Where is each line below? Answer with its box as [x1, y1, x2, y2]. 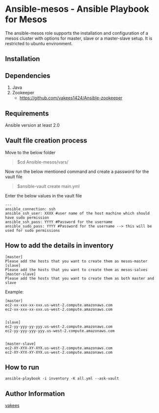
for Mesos [5, 14, 47, 25]
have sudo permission [5, 215, 49, 220]
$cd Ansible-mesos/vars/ [17, 159, 68, 165]
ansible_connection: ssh [5, 206, 56, 212]
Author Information [5, 389, 65, 398]
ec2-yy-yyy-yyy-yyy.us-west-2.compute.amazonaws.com [5, 328, 115, 333]
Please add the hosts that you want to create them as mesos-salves [5, 267, 148, 272]
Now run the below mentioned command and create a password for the [5, 168, 149, 174]
